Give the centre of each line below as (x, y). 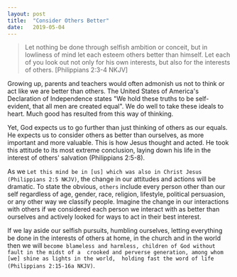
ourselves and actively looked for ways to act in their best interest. (104, 217)
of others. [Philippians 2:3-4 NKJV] (76, 70)
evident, (19, 107)
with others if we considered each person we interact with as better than (114, 210)
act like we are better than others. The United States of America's (103, 91)
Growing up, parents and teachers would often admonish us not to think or (116, 84)
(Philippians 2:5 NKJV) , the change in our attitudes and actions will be (112, 179)
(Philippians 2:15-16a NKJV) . (51, 266)
